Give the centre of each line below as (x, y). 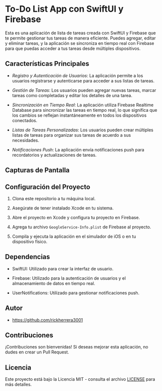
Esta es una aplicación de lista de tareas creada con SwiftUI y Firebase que (81, 33)
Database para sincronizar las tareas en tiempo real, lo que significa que (84, 110)
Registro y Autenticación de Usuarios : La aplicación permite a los (78, 75)
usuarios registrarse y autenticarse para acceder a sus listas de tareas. (83, 81)
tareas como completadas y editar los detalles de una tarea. (72, 95)
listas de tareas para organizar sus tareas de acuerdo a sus (72, 135)
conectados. (25, 120)
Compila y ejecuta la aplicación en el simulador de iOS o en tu (74, 236)
